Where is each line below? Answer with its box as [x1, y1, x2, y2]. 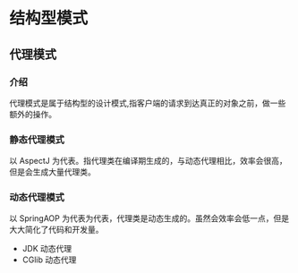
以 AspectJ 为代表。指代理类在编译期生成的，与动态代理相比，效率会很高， [9, 156, 288, 166]
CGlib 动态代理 [21, 254, 77, 265]
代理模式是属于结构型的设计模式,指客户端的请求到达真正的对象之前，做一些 [9, 98, 286, 108]
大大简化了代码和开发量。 [9, 225, 104, 235]
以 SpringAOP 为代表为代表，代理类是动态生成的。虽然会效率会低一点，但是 [9, 213, 289, 224]
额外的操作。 [9, 108, 56, 119]
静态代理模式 [9, 133, 65, 146]
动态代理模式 [9, 192, 65, 204]
